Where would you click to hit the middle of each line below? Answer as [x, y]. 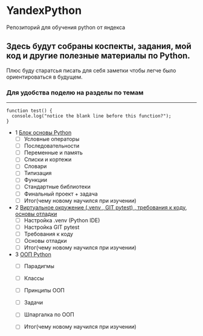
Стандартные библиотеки [57, 187]
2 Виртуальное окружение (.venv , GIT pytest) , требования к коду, [101, 207]
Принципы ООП [44, 291]
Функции [35, 180]
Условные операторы [52, 139]
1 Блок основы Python [43, 133]
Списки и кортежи [48, 160]
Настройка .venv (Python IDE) [62, 220]
